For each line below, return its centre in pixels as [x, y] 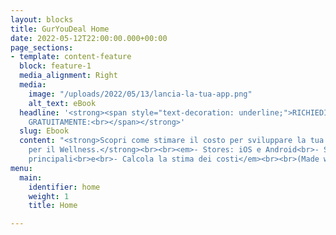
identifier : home [64, 187]
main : [31, 177]
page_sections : [42, 47]
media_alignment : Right [68, 76]
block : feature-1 [55, 66]
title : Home [53, 206]
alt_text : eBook [62, 103]
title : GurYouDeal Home [60, 29]
